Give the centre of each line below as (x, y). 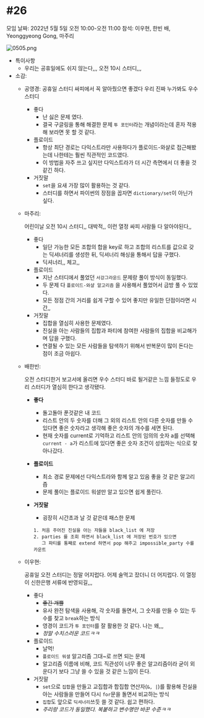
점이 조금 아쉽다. (62, 353)
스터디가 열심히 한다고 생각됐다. (68, 386)
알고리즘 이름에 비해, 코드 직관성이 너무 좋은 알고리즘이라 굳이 (115, 663)
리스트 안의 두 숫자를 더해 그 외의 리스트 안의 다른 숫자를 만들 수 (118, 420)
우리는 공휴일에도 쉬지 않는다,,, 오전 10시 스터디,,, (83, 68)
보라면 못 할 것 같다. (72, 132)
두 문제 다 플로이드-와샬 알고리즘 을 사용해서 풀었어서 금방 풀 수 (114, 285)
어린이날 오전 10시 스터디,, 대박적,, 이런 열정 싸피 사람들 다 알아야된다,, (108, 226)
